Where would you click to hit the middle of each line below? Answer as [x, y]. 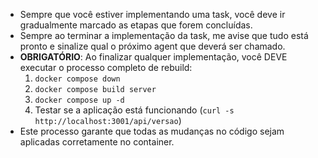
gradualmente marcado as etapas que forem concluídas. [136, 25]
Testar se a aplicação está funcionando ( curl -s [134, 110]
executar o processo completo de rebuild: [106, 67]
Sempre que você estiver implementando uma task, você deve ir [152, 14]
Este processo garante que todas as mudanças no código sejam [152, 131]
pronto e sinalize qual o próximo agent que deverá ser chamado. [152, 46]
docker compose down [77, 79]
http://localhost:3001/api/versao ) [108, 120]
